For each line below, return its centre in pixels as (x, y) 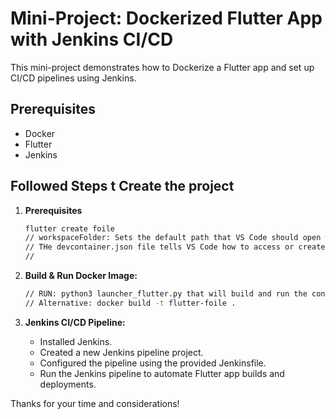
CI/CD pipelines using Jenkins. (73, 78)
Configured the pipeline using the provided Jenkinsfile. (153, 363)
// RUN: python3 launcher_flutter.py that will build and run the (166, 294)
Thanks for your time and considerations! (95, 403)
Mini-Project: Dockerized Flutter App (166, 18)
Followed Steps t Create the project (122, 186)
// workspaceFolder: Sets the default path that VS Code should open (173, 238)
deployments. (68, 384)
